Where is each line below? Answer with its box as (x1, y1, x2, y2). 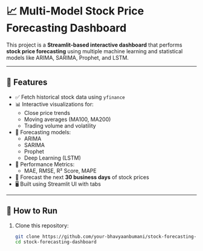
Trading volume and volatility (24, 122, 97, 129)
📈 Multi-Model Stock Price (6, 4, 144, 18)
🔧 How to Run (6, 206, 58, 216)
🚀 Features (6, 77, 48, 88)
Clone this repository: (14, 221, 69, 229)
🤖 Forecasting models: (14, 128, 71, 135)
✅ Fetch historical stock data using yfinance (14, 93, 125, 100)
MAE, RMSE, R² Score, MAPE (24, 167, 97, 174)
